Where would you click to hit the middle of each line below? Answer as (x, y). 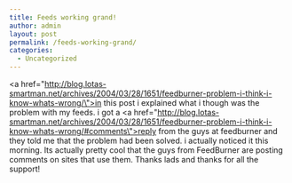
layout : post (33, 34)
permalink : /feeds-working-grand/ (73, 42)
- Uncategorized (47, 59)
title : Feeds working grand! (63, 17)
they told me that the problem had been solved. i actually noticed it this (139, 140)
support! (25, 169)
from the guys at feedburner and (218, 131)
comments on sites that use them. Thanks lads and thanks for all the (134, 159)
